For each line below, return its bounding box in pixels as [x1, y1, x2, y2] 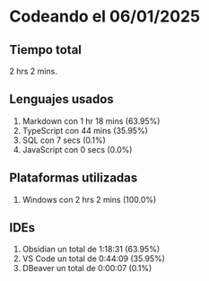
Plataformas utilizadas [9, 171, 138, 186]
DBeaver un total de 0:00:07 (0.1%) [22, 263, 152, 274]
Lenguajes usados [9, 92, 114, 107]
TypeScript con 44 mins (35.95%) [22, 125, 148, 136]
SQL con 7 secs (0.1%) [22, 135, 106, 145]
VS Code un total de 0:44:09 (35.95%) [22, 253, 166, 264]
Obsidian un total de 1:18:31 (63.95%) [22, 244, 161, 255]
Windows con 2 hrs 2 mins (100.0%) [22, 194, 157, 205]
